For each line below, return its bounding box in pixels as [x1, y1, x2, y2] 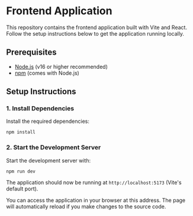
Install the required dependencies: [6, 117, 90, 125]
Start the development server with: [6, 157, 91, 164]
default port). [6, 185, 38, 192]
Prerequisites [6, 47, 57, 58]
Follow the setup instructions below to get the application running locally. [6, 30, 185, 37]
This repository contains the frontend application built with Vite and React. [6, 24, 188, 31]
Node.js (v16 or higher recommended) [14, 63, 108, 70]
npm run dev [6, 168, 36, 174]
